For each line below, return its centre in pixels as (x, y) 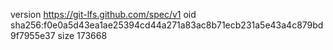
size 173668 (82, 35)
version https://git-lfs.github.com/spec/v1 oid (103, 14)
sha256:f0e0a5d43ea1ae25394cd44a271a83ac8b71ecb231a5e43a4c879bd (167, 25)
